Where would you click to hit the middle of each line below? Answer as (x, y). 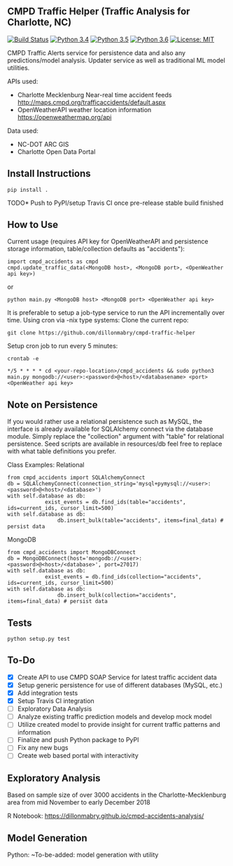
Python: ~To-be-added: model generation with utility (83, 855)
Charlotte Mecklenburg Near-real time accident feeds (94, 94)
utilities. (19, 68)
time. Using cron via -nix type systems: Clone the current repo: (98, 320)
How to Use (33, 225)
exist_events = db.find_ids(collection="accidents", (123, 577)
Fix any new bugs (43, 748)
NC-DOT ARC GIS (43, 144)
